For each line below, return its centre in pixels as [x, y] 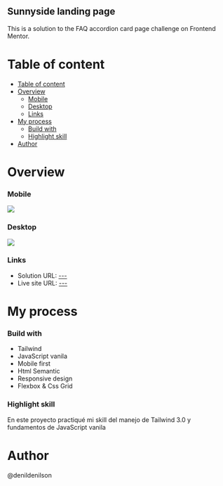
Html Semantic [39, 371]
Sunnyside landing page [61, 12]
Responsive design [45, 378]
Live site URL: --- [42, 283]
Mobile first [34, 364]
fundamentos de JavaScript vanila [57, 427]
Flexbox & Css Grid [45, 386]
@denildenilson [30, 475]
